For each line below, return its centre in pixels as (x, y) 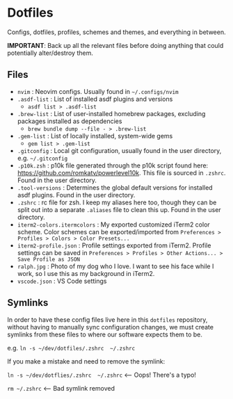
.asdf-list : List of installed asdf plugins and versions (95, 99)
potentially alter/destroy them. (50, 53)
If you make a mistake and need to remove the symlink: (86, 361)
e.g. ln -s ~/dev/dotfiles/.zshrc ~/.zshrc (71, 348)
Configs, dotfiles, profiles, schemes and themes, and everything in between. (116, 32)
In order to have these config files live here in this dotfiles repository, (107, 319)
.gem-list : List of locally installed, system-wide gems (95, 136)
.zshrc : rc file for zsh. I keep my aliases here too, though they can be (117, 202)
